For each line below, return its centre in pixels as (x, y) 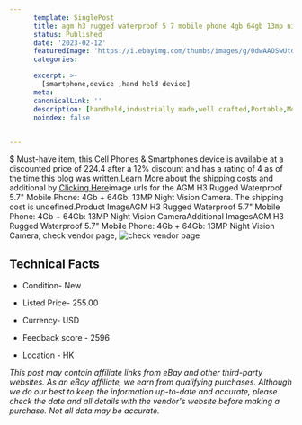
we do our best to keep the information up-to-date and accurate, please (143, 391)
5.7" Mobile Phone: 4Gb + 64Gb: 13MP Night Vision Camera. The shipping (147, 198)
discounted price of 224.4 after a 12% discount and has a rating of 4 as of (146, 169)
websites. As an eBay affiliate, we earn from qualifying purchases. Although (151, 382)
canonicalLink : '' (67, 101)
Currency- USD (51, 320)
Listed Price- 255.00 (60, 303)
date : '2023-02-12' (69, 43)
